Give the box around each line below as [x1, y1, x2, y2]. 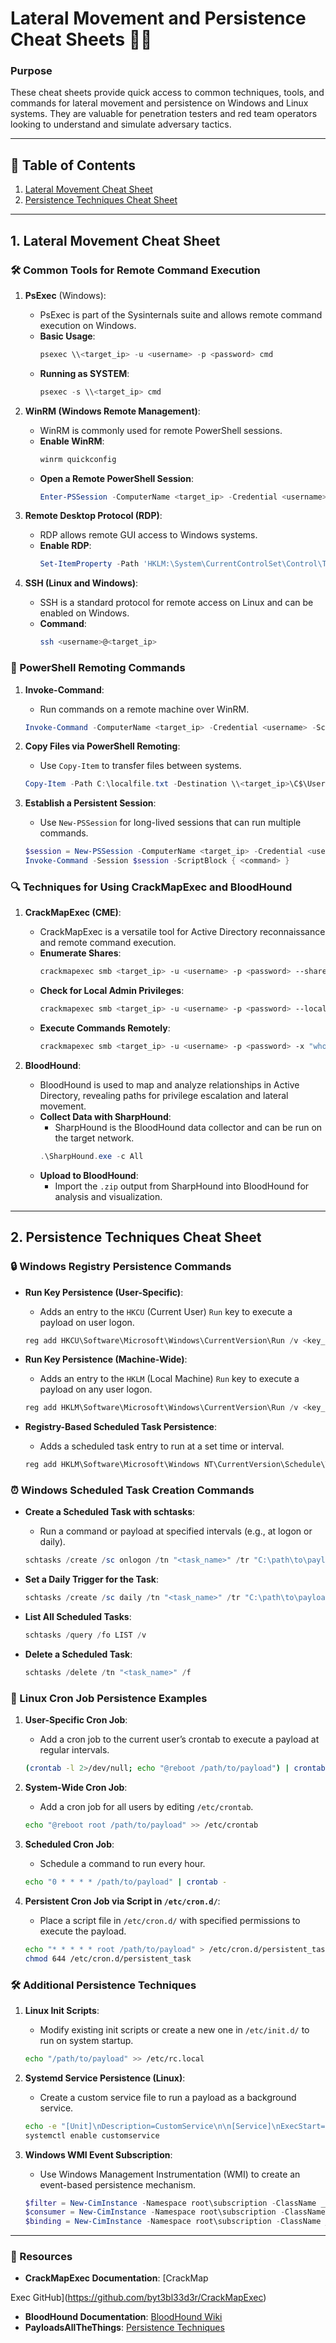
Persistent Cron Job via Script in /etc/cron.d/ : [24, 1895, 221, 1907]
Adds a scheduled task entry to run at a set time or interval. [39, 1440, 285, 1452]
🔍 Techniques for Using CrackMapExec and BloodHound [10, 880, 293, 894]
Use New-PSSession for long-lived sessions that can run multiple [39, 817, 302, 829]
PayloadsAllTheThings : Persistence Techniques [24, 2322, 225, 2334]
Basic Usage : [39, 330, 96, 342]
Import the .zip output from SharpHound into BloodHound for [54, 1180, 310, 1192]
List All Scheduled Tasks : [24, 1611, 132, 1623]
